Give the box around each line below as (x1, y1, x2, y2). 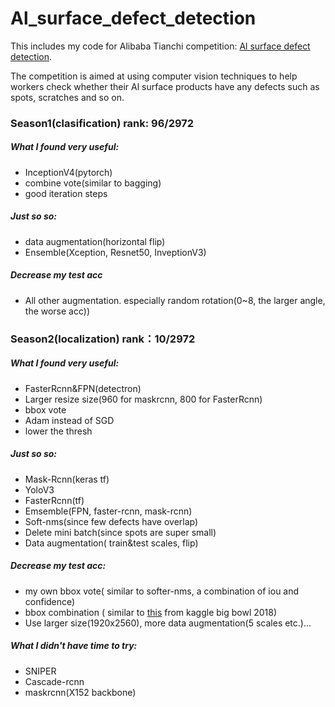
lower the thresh (24, 425, 93, 437)
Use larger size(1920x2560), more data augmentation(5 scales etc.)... (24, 617, 312, 629)
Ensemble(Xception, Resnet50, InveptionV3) (24, 246, 207, 258)
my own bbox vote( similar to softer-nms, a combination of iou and (24, 585, 300, 597)
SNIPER (24, 665, 57, 677)
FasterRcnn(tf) (24, 494, 85, 506)
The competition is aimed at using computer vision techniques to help (10, 70, 298, 82)
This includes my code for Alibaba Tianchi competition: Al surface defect (10, 40, 311, 52)
